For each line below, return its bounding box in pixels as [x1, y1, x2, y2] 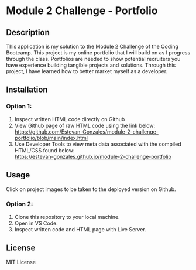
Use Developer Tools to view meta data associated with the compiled [14, 141, 181, 148]
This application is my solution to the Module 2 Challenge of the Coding [6, 43, 178, 50]
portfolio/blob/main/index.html [14, 134, 88, 141]
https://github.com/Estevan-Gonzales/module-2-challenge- [14, 128, 159, 135]
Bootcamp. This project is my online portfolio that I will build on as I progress [6, 49, 191, 56]
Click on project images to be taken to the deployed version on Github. [6, 186, 177, 193]
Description [6, 28, 50, 37]
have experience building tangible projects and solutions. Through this [6, 61, 176, 69]
